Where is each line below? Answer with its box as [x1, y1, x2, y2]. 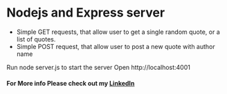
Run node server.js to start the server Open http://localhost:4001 [6, 63, 191, 71]
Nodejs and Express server [6, 5, 165, 21]
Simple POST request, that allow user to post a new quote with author [16, 42, 215, 50]
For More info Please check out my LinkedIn [6, 79, 135, 87]
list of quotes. [16, 35, 56, 43]
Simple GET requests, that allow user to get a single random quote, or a [16, 28, 221, 36]
